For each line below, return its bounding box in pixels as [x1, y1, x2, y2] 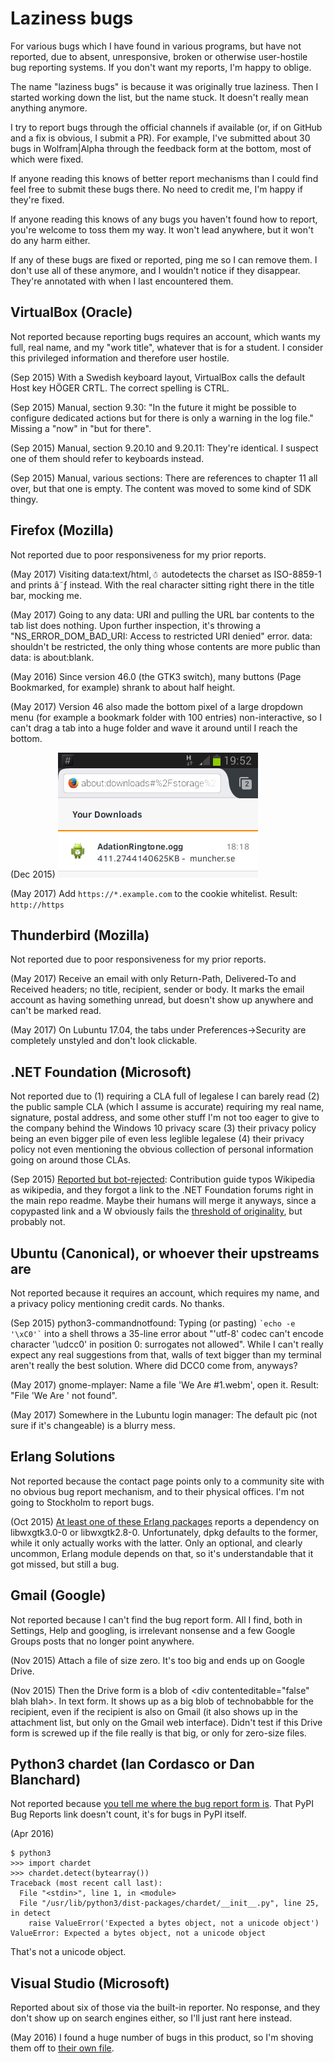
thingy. [10, 493, 39, 505]
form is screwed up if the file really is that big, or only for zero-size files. [10, 1727, 307, 1739]
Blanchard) [10, 1772, 82, 1789]
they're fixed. [10, 193, 65, 206]
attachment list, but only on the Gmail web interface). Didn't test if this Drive [10, 1716, 323, 1728]
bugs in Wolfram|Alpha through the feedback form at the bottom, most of [10, 142, 312, 154]
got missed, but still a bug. [10, 1558, 120, 1570]
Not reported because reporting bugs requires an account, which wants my [10, 330, 321, 342]
